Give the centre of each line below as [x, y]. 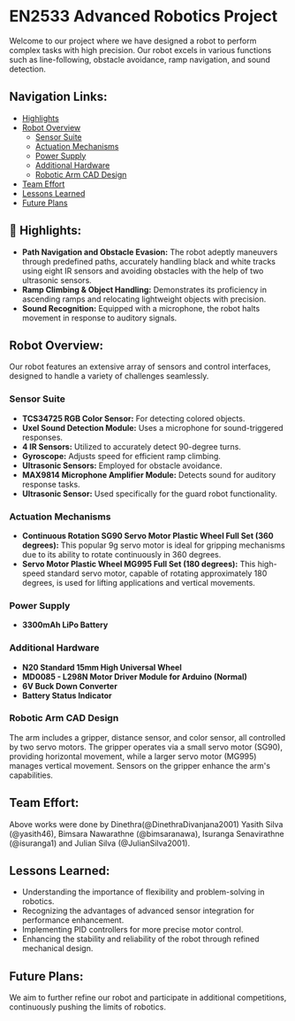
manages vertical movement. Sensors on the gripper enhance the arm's [140, 765]
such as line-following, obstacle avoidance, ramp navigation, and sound [140, 59]
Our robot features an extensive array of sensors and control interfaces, [140, 367]
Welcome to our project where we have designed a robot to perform [133, 41]
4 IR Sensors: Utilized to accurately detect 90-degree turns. [131, 446]
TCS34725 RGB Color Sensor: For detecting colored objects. [133, 418]
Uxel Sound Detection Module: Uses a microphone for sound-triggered [153, 427]
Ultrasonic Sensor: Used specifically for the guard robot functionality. [150, 494]
